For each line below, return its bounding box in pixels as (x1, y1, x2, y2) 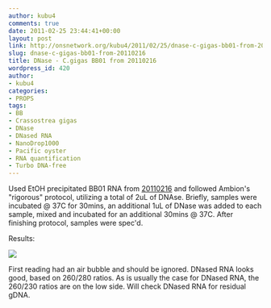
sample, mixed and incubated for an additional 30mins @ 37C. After (8, 210, 234, 219)
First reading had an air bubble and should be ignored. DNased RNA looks (8, 264, 254, 274)
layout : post (8, 34, 52, 43)
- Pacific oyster (8, 147, 67, 155)
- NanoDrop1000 (8, 139, 60, 148)
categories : (8, 86, 48, 95)
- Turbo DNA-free (8, 162, 67, 170)
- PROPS (8, 94, 35, 102)
